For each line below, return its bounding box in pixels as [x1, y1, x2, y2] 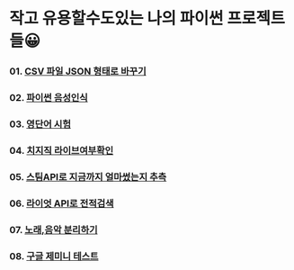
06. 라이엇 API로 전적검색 [9, 197, 114, 210]
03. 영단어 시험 [9, 118, 72, 130]
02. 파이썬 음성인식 [9, 92, 88, 104]
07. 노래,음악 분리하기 [9, 223, 98, 236]
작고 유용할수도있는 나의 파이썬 [9, 8, 224, 29]
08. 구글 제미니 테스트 [9, 249, 99, 262]
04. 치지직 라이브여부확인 [9, 144, 114, 157]
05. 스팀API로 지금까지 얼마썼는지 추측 [9, 170, 167, 183]
